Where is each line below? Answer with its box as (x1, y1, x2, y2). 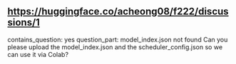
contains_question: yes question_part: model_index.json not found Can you (7, 35, 228, 44)
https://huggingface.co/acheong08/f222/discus (7, 6, 230, 18)
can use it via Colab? (7, 50, 69, 58)
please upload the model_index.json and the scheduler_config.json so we (7, 42, 223, 51)
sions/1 (7, 17, 41, 29)
